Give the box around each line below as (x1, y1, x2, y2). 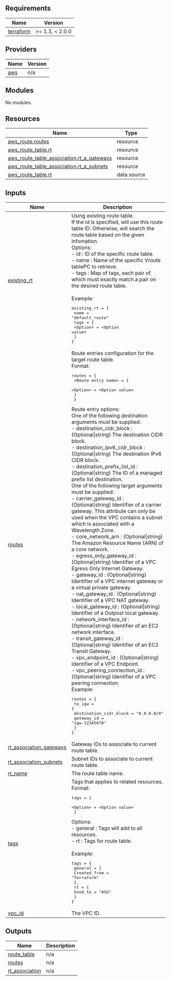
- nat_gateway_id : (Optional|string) (71, 590, 157, 597)
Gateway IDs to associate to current (71, 741, 157, 748)
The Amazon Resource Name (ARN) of (71, 539, 164, 547)
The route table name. (71, 770, 124, 777)
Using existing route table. (71, 212, 134, 220)
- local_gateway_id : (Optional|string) (71, 603, 160, 610)
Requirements (5, 4, 51, 13)
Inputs (5, 188, 26, 197)
